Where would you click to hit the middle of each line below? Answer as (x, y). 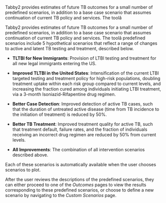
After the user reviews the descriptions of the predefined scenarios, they (80, 179)
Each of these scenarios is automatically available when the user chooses (81, 164)
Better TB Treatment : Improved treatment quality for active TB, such (83, 124)
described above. (30, 155)
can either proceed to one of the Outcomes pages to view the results (76, 185)
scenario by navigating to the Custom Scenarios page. (61, 195)
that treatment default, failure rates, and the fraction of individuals (80, 129)
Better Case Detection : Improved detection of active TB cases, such (83, 104)
